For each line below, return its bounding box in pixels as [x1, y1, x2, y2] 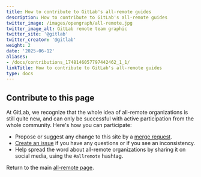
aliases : [6, 54, 28, 60]
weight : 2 [6, 43, 31, 49]
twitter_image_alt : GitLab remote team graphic [6, 25, 128, 32]
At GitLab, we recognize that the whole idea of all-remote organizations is [6, 109, 188, 116]
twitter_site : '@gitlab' [6, 31, 68, 37]
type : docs [6, 70, 34, 76]
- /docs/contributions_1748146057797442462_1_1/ [6, 59, 130, 65]
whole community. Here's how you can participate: [6, 122, 132, 129]
